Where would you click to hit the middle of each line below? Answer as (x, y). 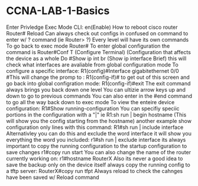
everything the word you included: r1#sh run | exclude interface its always (96, 139)
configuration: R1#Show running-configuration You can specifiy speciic (93, 108)
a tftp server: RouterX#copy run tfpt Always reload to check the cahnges (95, 171)
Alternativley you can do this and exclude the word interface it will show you (99, 133)
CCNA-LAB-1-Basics (58, 11)
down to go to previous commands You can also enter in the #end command (99, 96)
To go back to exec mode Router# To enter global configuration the (88, 46)
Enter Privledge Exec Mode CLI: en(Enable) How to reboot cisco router (92, 27)
